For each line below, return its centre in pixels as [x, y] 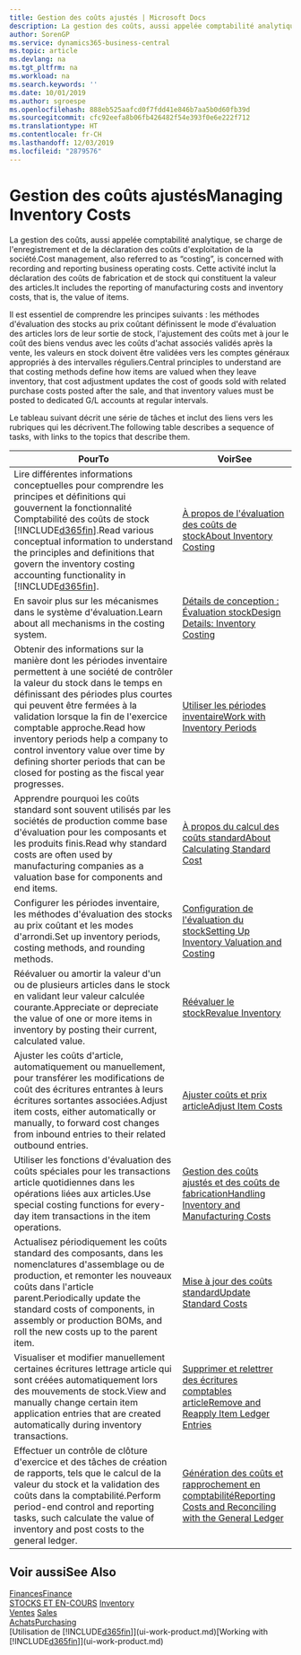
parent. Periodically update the [77, 1298]
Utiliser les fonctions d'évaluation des [93, 1159]
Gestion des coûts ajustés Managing [146, 195]
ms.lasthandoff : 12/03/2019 [62, 143]
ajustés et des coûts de [231, 1182]
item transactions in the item [90, 1216]
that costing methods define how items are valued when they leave [133, 371]
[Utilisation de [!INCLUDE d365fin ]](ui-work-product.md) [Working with [139, 1632]
